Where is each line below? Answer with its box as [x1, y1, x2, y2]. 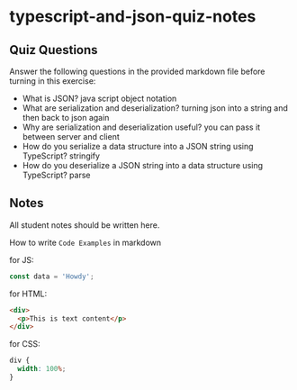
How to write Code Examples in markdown [9, 237, 162, 248]
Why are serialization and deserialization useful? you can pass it [22, 122, 261, 132]
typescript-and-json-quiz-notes [9, 6, 256, 27]
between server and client [22, 132, 120, 141]
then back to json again [22, 113, 110, 122]
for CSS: [9, 339, 40, 349]
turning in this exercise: [9, 76, 96, 86]
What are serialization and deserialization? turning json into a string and [22, 103, 288, 113]
